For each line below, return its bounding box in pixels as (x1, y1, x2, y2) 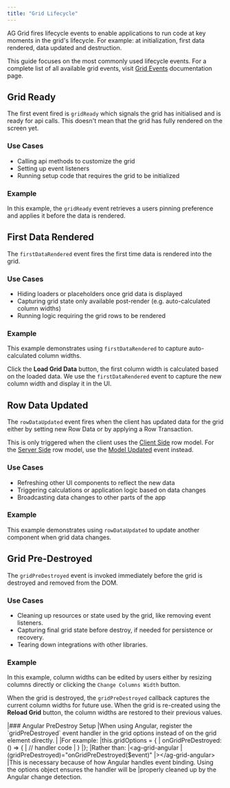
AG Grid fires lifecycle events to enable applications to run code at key (7, 29, 206, 37)
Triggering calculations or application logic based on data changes (16, 486, 206, 494)
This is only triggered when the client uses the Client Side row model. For (7, 438, 214, 447)
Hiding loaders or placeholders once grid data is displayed (16, 290, 183, 298)
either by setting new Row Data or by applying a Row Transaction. (7, 425, 194, 434)
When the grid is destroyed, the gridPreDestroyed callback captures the (7, 694, 210, 702)
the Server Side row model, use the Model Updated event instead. (7, 446, 194, 454)
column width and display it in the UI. (7, 379, 112, 388)
